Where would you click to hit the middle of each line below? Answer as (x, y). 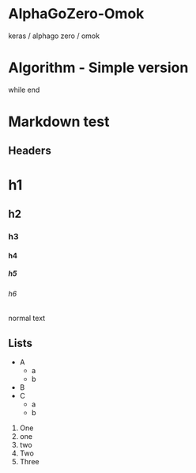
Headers (30, 151)
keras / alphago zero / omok (54, 36)
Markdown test (59, 122)
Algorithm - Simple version (98, 68)
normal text (27, 319)
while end (24, 90)
